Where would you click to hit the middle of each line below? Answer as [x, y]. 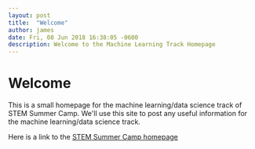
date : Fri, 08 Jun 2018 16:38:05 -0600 [73, 37]
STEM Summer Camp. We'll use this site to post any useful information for [128, 114]
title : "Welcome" [38, 23]
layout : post [29, 15]
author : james [31, 30]
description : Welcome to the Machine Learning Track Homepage [112, 45]
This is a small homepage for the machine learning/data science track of [125, 105]
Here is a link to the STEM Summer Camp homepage [93, 137]
